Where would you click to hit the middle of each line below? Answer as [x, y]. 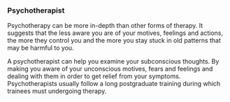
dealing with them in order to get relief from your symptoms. [94, 76]
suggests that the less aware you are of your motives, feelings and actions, [115, 33]
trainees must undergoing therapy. [57, 91]
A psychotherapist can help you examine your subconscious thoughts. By [113, 61]
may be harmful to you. [41, 48]
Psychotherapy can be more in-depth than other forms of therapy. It [105, 26]
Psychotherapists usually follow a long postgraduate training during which [114, 84]
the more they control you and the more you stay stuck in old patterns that [114, 41]
